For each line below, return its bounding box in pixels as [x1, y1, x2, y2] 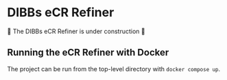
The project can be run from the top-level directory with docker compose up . [7, 64, 221, 73]
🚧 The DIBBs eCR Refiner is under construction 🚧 [7, 27, 145, 35]
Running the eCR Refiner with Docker [7, 47, 169, 58]
